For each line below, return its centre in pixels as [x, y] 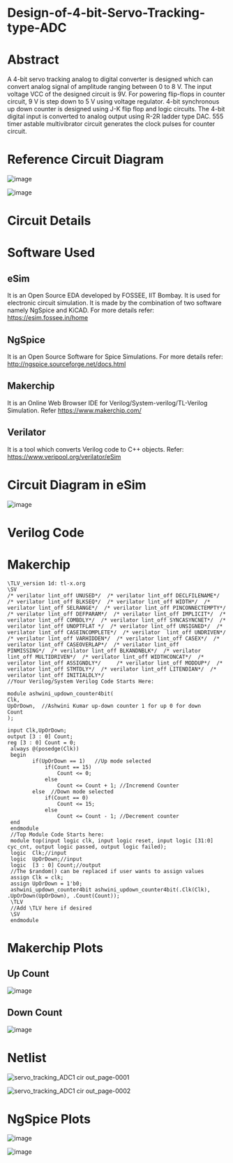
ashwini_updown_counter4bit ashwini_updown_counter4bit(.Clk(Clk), [110, 890]
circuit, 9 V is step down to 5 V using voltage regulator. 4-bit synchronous [113, 102]
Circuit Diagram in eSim [77, 485]
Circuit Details [49, 221]
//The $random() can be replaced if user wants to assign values [107, 871]
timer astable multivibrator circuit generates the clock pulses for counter [111, 124]
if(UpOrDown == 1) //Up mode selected [92, 761]
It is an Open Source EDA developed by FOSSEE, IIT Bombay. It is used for [114, 295]
